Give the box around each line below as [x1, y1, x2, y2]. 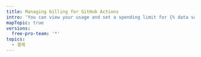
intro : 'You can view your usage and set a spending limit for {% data [6, 14, 188, 20]
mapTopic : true [6, 20, 44, 26]
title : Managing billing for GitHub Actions [6, 8, 119, 15]
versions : [6, 25, 31, 31]
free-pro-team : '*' [11, 31, 60, 37]
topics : [6, 36, 26, 42]
